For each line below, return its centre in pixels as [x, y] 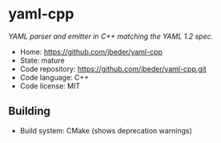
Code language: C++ [54, 77]
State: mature [42, 60]
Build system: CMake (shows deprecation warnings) [106, 130]
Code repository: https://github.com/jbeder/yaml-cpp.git [113, 68]
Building [29, 111]
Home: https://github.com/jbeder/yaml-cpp [91, 51]
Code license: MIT [50, 86]
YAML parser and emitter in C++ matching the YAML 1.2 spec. [111, 36]
